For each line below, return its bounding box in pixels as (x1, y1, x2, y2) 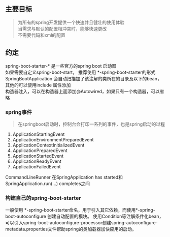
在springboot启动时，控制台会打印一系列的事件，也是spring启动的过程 (17, 121, 165, 127)
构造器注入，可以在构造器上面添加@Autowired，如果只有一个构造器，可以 (5, 88, 160, 94)
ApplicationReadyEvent (12, 158, 62, 164)
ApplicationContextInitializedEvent (12, 142, 85, 148)
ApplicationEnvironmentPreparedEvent (12, 136, 94, 142)
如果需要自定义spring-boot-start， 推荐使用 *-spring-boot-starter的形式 (5, 69, 156, 75)
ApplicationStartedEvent (12, 153, 64, 159)
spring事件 (5, 108, 32, 115)
